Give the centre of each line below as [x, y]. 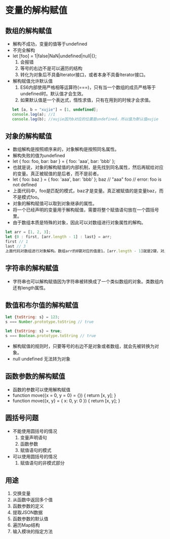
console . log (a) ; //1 [34, 114]
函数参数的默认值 [30, 519]
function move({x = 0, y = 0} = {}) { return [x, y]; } [64, 395]
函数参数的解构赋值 [35, 376]
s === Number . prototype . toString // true [50, 322]
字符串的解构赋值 [32, 268]
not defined [25, 185]
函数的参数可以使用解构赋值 [41, 389]
